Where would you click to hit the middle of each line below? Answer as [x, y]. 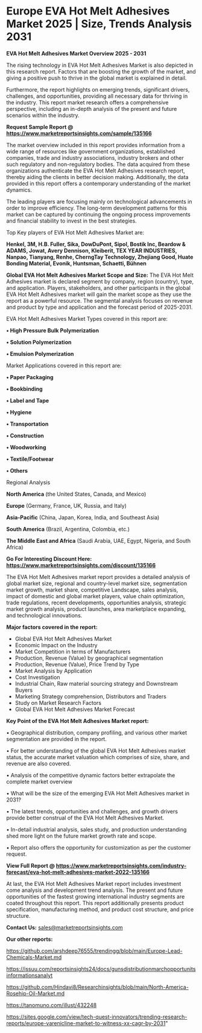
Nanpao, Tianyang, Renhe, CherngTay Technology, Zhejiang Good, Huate [100, 257]
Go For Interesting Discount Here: [49, 558]
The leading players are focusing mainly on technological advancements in [99, 201]
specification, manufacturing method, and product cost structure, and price [100, 909]
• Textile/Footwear [30, 459]
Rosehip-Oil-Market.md [36, 993]
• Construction [25, 435]
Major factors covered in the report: [52, 627]
